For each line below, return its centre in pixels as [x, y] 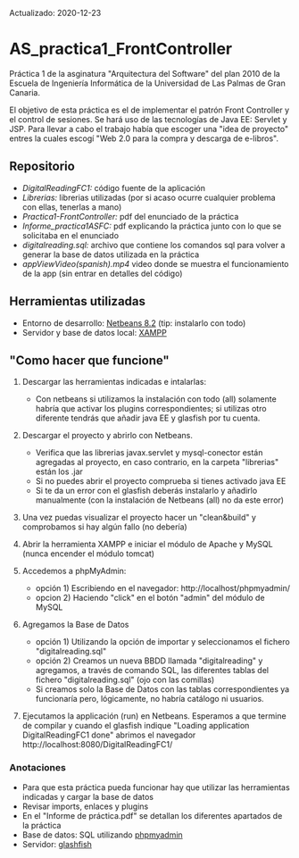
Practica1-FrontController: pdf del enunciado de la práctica [130, 216]
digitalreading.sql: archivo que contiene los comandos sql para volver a [154, 245]
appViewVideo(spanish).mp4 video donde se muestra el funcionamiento [155, 263]
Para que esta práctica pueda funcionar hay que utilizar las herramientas [156, 787]
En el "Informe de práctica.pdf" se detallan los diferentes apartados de [152, 815]
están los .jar [59, 471]
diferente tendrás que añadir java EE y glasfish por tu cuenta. [148, 418]
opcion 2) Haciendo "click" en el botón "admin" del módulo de [150, 598]
